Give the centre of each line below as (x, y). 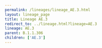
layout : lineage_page (27, 14)
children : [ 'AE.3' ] (25, 38)
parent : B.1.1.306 (24, 33)
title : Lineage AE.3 (26, 19)
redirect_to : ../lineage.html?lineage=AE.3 (51, 24)
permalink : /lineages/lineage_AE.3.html (48, 10)
